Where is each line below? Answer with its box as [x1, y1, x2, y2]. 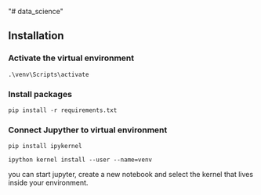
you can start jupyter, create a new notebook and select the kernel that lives [8, 170, 253, 179]
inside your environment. [8, 178, 89, 187]
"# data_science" [8, 7, 64, 16]
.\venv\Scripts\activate [8, 70, 89, 78]
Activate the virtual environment [8, 52, 135, 63]
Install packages [8, 88, 73, 99]
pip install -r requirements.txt [8, 106, 118, 114]
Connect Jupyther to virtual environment [8, 125, 168, 135]
